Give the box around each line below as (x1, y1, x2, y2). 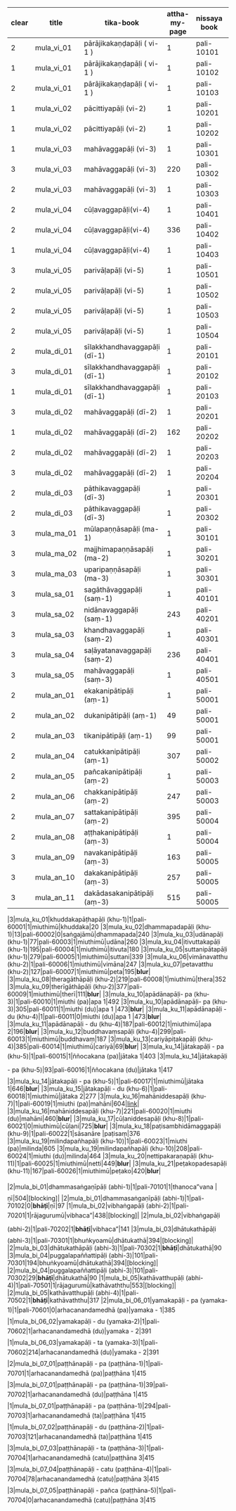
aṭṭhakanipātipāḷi (84, 828, 139, 837)
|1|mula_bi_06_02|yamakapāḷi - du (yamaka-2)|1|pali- (7, 1317, 160, 1325)
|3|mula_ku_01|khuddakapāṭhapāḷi (7, 915, 105, 923)
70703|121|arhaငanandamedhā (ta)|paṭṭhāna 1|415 (7, 1432, 152, 1441)
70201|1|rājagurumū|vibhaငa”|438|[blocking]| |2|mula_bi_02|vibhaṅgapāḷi (7, 1211, 221, 1220)
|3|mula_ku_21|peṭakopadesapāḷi (132, 1159, 227, 1168)
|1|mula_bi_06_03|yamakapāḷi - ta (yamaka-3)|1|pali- (7, 1339, 158, 1346)
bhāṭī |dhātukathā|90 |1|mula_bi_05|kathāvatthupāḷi (37, 1274, 185, 1282)
